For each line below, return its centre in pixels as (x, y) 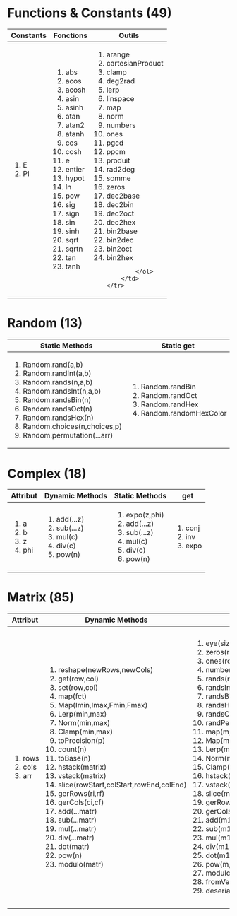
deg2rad (121, 81)
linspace (120, 98)
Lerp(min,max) (82, 714)
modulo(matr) (81, 864)
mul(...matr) (77, 828)
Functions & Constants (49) (90, 13)
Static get (178, 346)
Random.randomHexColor (184, 413)
